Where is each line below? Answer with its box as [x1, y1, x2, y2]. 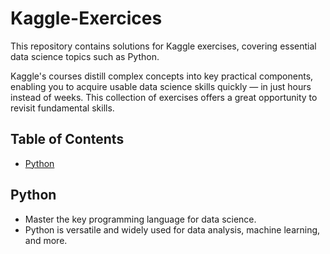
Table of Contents [10, 131, 125, 148]
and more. [24, 234, 68, 246]
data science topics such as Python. [10, 50, 160, 62]
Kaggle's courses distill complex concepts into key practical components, [10, 70, 314, 82]
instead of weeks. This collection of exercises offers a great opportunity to [10, 91, 318, 103]
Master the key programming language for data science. [24, 213, 257, 225]
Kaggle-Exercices [10, 7, 163, 30]
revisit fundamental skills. [10, 102, 115, 114]
